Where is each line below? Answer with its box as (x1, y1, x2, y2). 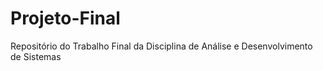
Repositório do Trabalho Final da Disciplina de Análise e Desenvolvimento (10, 40, 313, 52)
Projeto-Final (10, 7, 121, 30)
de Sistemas (10, 50, 62, 62)
